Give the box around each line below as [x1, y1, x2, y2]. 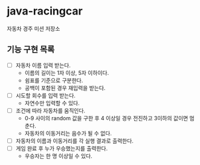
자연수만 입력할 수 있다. [24, 99, 80, 106]
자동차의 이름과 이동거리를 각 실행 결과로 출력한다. [15, 137, 134, 144]
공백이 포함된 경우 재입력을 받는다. [24, 84, 106, 91]
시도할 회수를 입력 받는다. [15, 92, 76, 99]
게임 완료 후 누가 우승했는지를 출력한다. [15, 145, 108, 152]
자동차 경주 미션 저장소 [7, 25, 60, 32]
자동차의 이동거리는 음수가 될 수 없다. [24, 129, 112, 137]
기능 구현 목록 [7, 44, 55, 55]
